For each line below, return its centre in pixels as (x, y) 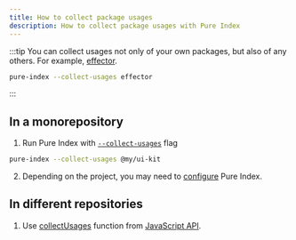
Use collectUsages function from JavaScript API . (112, 225)
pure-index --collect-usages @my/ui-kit (85, 160)
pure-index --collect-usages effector (81, 76)
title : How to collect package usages (81, 17)
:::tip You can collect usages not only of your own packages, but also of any (148, 51)
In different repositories (76, 204)
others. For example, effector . (64, 60)
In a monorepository (67, 121)
